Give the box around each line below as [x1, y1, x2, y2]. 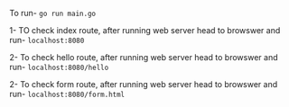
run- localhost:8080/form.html [9, 89, 126, 99]
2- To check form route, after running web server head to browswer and [9, 79, 278, 89]
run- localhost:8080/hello [9, 62, 109, 72]
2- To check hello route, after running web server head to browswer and [9, 52, 278, 62]
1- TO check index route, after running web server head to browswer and [9, 25, 281, 35]
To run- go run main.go [9, 8, 97, 18]
